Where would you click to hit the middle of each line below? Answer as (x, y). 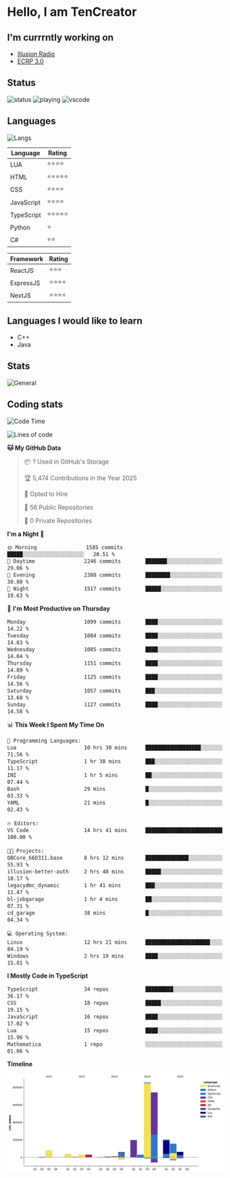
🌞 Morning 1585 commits (65, 547)
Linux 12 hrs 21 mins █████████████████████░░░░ (115, 942)
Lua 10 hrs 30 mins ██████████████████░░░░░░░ (115, 747)
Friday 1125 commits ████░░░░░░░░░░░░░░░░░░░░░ (115, 677)
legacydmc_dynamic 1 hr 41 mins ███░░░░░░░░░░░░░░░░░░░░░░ (115, 885)
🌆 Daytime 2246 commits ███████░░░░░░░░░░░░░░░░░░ (115, 561)
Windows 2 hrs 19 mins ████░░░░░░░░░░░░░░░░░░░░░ (115, 956)
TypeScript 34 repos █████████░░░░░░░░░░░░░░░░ (115, 989)
